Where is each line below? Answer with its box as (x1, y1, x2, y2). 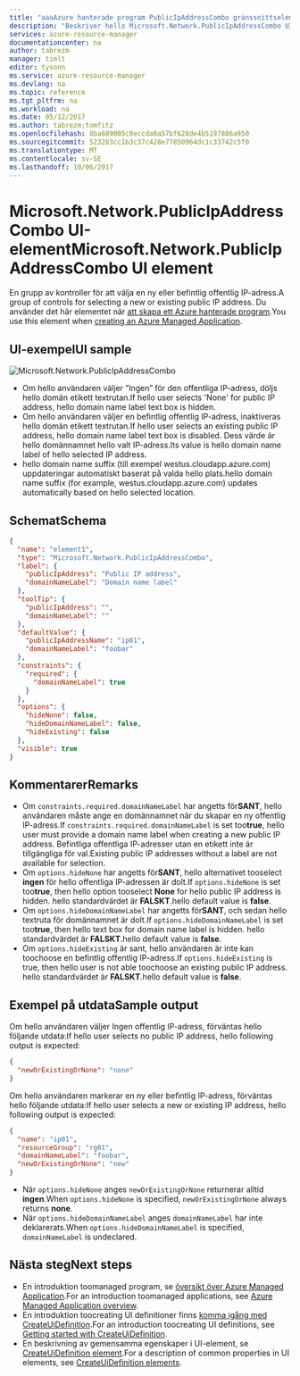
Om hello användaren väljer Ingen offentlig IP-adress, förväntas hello (9, 1022, 262, 1032)
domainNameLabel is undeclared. (21, 1231, 137, 1242)
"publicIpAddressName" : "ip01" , (25, 636, 146, 646)
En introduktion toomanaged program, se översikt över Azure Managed (21, 1280, 284, 1291)
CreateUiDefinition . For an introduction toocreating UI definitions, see (21, 1319, 275, 1330)
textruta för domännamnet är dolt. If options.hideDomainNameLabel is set (21, 914, 284, 925)
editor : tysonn (9, 63, 66, 72)
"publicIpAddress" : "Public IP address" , (25, 570, 181, 579)
